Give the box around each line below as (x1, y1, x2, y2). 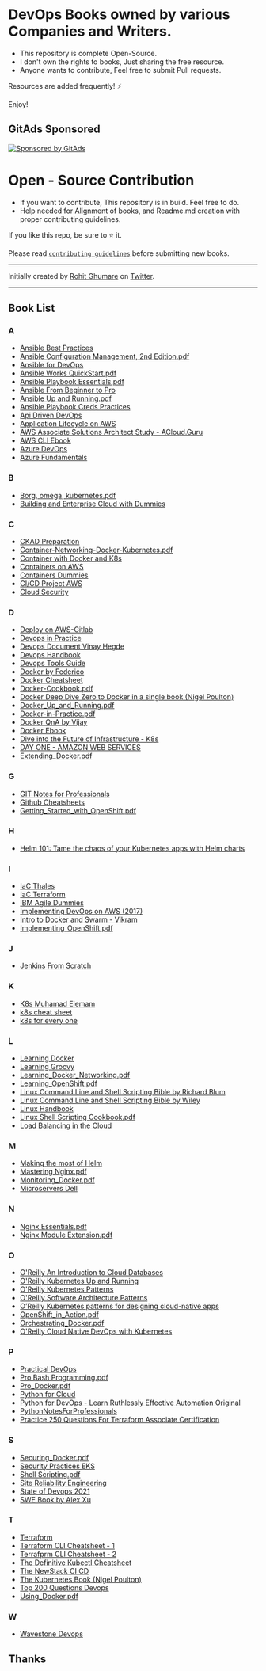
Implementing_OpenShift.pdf (19, 923, 113, 933)
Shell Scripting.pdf (19, 1469, 81, 1479)
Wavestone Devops (19, 1629, 83, 1639)
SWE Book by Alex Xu (19, 1494, 91, 1504)
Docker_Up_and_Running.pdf (19, 701, 115, 710)
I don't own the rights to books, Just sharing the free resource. (19, 57, 225, 67)
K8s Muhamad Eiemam (19, 999, 96, 1008)
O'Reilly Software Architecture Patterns (19, 1292, 148, 1302)
